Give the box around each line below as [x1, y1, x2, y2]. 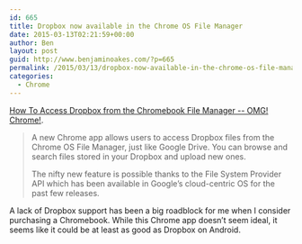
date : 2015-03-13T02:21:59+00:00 [9, 30, 135, 39]
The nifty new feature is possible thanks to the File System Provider [31, 168, 281, 179]
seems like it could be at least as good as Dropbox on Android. [9, 224, 241, 235]
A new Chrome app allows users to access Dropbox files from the [31, 131, 275, 142]
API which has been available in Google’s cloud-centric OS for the [31, 177, 276, 189]
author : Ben [9, 38, 54, 48]
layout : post [9, 47, 58, 56]
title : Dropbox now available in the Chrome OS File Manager [9, 22, 244, 31]
